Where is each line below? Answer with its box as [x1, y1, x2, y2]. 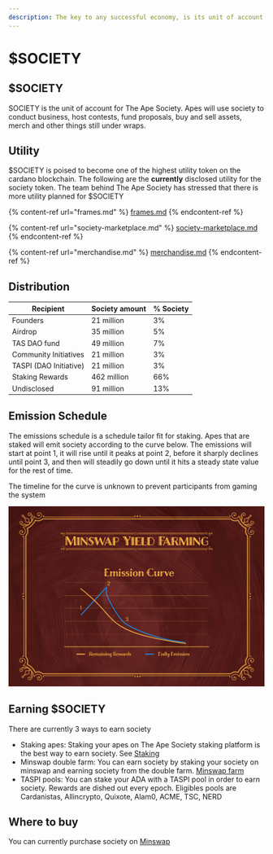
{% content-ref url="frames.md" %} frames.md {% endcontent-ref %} [8, 208, 244, 217]
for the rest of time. [8, 465, 73, 475]
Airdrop [11, 326, 37, 337]
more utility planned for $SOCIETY [8, 191, 124, 201]
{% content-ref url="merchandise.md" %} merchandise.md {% [8, 247, 219, 257]
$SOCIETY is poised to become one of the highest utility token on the [8, 165, 241, 175]
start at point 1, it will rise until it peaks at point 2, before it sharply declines [8, 448, 258, 458]
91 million [91, 383, 124, 393]
